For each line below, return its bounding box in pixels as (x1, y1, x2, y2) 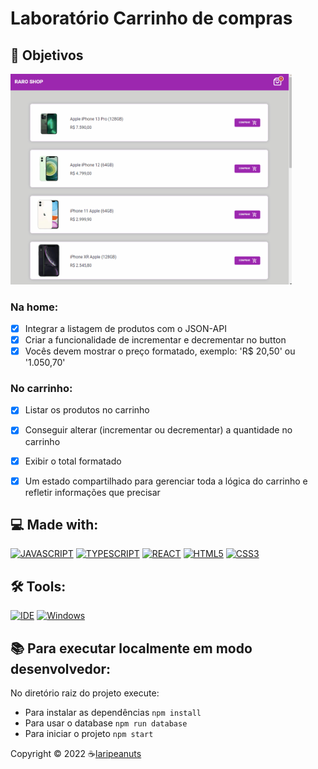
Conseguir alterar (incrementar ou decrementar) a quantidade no (24, 424, 293, 436)
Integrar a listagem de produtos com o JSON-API (24, 322, 227, 334)
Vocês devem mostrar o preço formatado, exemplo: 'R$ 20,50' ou (24, 345, 296, 357)
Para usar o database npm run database (24, 717, 188, 729)
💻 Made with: (10, 517, 99, 534)
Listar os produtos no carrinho (24, 404, 150, 416)
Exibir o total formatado (24, 455, 122, 467)
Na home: (10, 300, 59, 314)
